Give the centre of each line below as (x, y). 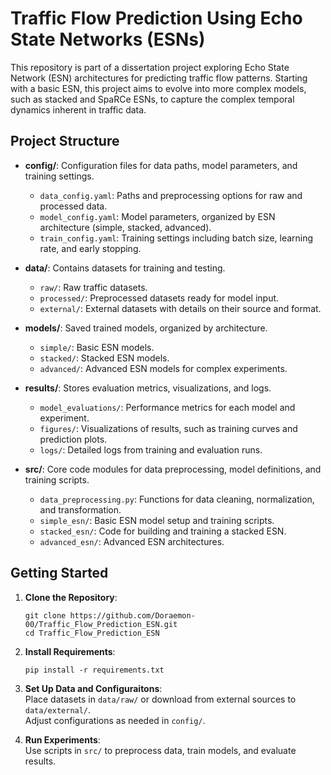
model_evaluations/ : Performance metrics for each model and (167, 407)
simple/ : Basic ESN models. (97, 347)
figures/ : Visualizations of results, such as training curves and (168, 428)
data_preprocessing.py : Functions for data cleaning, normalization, (177, 499)
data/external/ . (58, 709)
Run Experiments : (62, 739)
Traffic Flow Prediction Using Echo (156, 18)
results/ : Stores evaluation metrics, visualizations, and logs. (148, 388)
